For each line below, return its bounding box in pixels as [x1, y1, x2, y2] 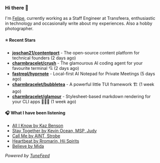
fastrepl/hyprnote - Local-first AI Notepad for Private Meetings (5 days [12, 70, 155, 77]
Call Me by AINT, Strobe [12, 133, 61, 139]
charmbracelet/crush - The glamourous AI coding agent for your [12, 60, 143, 66]
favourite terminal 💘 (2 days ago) [12, 65, 79, 71]
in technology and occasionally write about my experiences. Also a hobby [5, 20, 153, 26]
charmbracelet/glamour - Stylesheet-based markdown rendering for [12, 93, 151, 99]
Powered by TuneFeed [5, 152, 50, 158]
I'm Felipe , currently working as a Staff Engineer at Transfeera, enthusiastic [5, 16, 156, 21]
